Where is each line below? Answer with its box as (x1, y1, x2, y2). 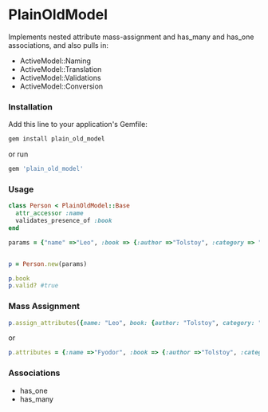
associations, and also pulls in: (8, 40, 109, 50)
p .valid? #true (8, 282, 59, 290)
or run (8, 149, 29, 159)
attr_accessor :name (15, 209, 84, 217)
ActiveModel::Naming (19, 56, 92, 65)
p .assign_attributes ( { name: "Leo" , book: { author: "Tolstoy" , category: (8, 319, 255, 327)
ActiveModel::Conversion (19, 81, 104, 91)
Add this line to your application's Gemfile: (8, 120, 148, 129)
